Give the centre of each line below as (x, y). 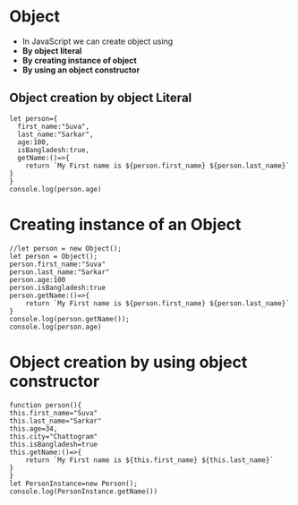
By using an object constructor (81, 70)
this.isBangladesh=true (54, 444)
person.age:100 (38, 279)
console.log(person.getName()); (69, 319)
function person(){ (46, 405)
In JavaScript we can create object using (98, 41)
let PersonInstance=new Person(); (74, 484)
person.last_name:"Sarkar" (60, 272)
